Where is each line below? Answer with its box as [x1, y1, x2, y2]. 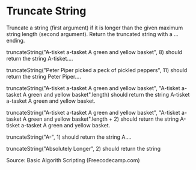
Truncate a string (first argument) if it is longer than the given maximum [6, 24, 183, 31]
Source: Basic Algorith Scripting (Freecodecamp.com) [6, 156, 140, 163]
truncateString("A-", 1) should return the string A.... [6, 133, 132, 141]
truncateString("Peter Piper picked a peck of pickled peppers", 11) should [6, 66, 188, 73]
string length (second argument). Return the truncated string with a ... [6, 30, 179, 37]
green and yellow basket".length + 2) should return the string [28, 115, 179, 123]
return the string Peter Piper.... [6, 73, 81, 80]
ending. [6, 37, 25, 44]
